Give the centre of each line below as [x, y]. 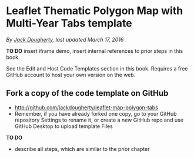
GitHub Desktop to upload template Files [63, 126]
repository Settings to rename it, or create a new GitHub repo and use [99, 120]
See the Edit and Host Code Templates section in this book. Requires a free [97, 68]
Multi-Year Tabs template [69, 23]
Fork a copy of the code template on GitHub [87, 93]
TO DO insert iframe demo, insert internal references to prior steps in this [95, 51]
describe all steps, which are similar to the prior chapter [82, 149]
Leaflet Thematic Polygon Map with [95, 11]
